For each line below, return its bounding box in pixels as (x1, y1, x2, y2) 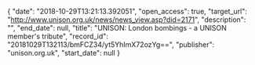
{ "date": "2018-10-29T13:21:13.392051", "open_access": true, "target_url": (7, 7, 248, 16)
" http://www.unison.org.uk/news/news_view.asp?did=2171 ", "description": (7, 15, 246, 24)
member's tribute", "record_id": (7, 31, 109, 41)
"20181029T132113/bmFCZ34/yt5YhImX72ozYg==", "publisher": (7, 40, 215, 49)
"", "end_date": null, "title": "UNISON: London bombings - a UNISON (7, 23, 227, 32)
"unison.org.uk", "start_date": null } (7, 49, 121, 57)
